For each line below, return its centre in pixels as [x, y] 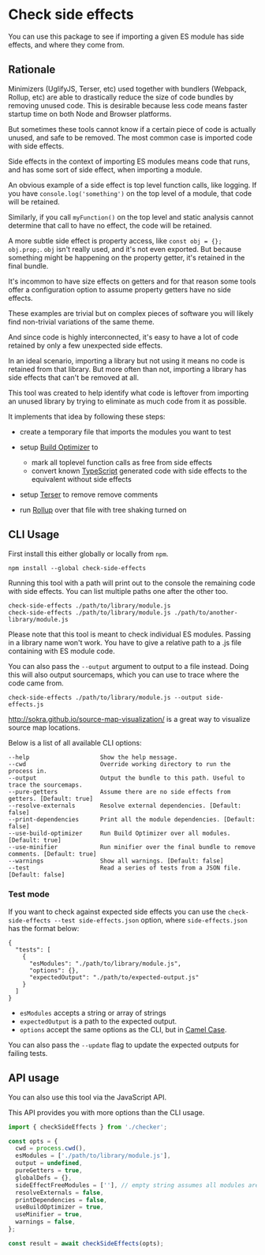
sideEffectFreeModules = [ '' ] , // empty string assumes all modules [130, 1185]
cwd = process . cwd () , [51, 1148]
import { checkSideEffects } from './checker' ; [88, 1127]
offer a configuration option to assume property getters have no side [119, 289]
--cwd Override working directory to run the [119, 764]
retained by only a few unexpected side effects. [86, 345]
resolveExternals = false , [60, 1193]
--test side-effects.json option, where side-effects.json [151, 920]
